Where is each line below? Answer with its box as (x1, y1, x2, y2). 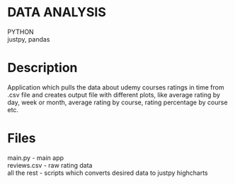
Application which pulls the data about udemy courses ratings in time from (7, 82, 224, 92)
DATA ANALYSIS (7, 4, 106, 20)
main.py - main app (7, 153, 64, 162)
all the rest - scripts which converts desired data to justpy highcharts (7, 168, 208, 177)
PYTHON (7, 27, 34, 36)
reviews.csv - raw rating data (7, 161, 93, 169)
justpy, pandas (7, 35, 50, 43)
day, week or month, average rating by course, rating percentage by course (7, 98, 228, 106)
